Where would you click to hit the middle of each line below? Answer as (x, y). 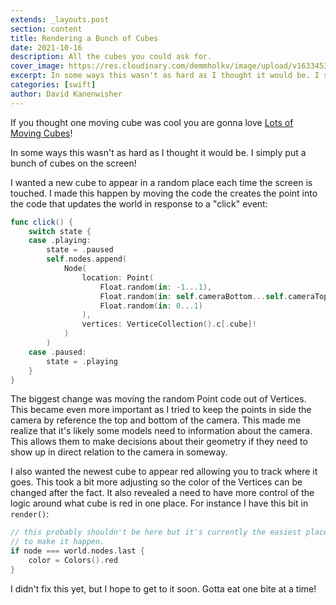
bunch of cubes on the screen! (73, 163)
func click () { (42, 222)
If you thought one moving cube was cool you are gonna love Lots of (152, 122)
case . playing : (60, 241)
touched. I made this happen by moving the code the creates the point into (164, 193)
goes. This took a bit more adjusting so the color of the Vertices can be (156, 482)
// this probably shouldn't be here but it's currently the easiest (156, 532)
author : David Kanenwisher (66, 94)
